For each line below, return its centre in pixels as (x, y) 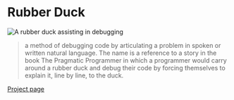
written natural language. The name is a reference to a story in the (121, 53)
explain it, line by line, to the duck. (74, 75)
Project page (26, 89)
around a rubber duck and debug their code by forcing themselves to (125, 68)
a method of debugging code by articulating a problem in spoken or (123, 45)
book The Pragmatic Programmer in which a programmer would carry (125, 60)
